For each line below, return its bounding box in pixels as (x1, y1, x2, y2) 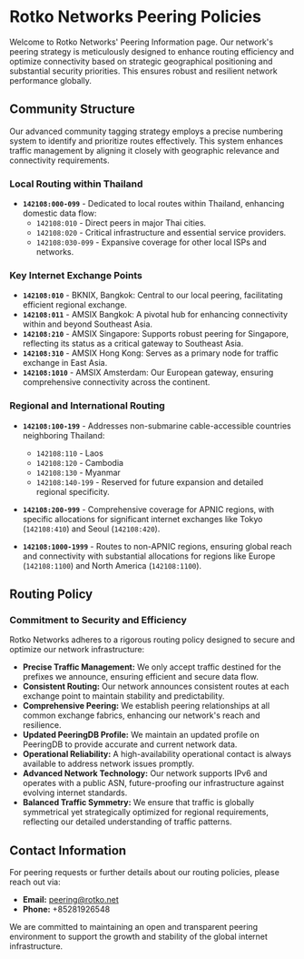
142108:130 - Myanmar (35, 467, 121, 478)
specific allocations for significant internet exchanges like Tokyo (22, 513, 263, 524)
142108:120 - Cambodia (35, 457, 124, 468)
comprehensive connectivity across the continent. (22, 377, 211, 388)
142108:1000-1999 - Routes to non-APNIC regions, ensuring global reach (22, 540, 292, 551)
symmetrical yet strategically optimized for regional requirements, (22, 807, 270, 818)
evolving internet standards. (22, 787, 128, 798)
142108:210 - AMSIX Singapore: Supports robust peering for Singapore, (22, 328, 289, 339)
